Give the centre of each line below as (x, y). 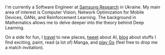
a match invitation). (25, 47)
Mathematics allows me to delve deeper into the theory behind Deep (75, 22)
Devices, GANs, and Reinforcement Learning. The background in (71, 17)
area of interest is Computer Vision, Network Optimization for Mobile (75, 12)
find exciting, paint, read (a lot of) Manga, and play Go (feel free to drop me (81, 42)
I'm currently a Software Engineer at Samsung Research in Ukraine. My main (83, 7)
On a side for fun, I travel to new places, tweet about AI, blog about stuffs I (81, 37)
